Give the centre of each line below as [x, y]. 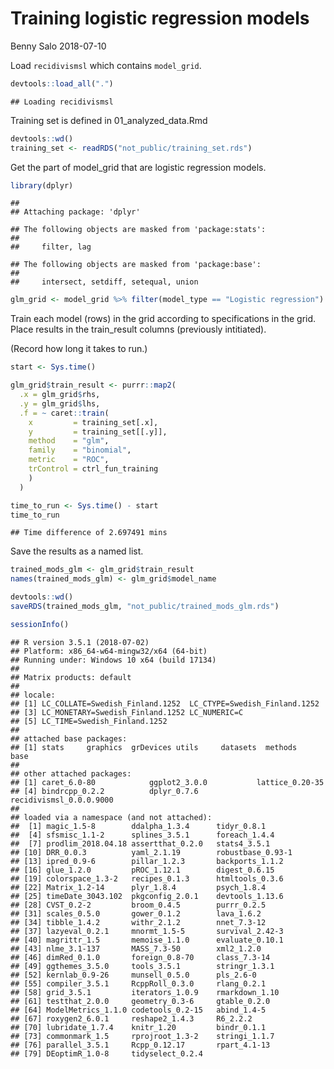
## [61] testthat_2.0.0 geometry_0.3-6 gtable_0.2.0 [140, 1001]
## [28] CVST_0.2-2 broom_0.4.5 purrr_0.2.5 [138, 905]
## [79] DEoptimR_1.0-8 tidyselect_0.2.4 [106, 1053]
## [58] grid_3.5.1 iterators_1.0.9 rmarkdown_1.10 [145, 992]
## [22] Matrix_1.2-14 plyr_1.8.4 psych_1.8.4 [138, 887]
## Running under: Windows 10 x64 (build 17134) [113, 660]
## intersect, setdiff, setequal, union [104, 282]
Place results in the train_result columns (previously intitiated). [138, 329]
